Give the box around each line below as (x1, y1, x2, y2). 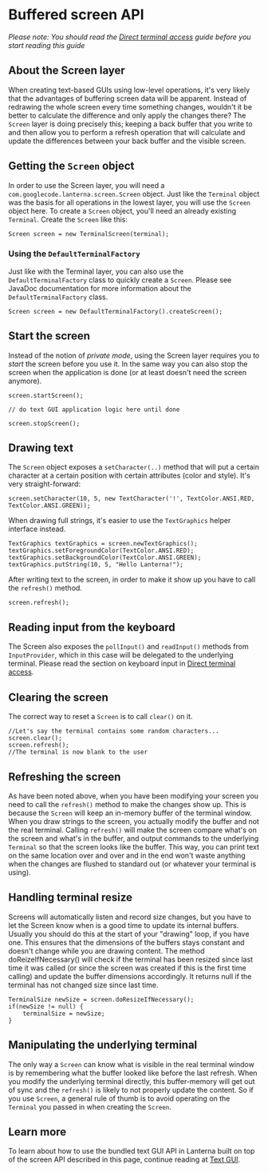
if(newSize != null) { (8, 1002, 84, 1010)
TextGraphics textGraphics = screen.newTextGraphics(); (8, 540, 198, 548)
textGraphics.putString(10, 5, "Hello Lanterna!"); (8, 561, 183, 569)
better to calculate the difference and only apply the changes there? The (8, 110, 246, 120)
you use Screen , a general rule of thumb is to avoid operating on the (8, 1094, 231, 1103)
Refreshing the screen (8, 770, 121, 783)
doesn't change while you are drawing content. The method (8, 946, 205, 955)
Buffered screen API (8, 6, 145, 24)
